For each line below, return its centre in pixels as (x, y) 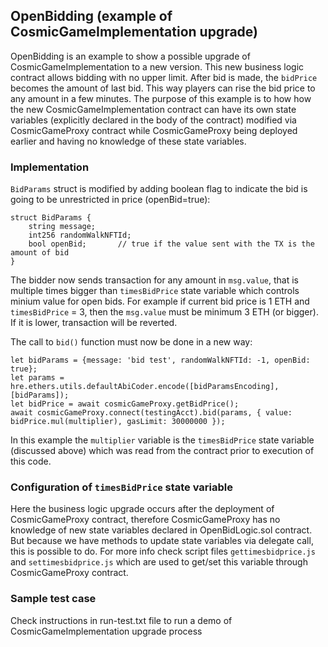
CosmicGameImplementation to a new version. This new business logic (157, 66)
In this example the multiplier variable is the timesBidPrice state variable (162, 440)
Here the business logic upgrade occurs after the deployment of (142, 509)
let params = (37, 378)
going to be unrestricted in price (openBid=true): (110, 200)
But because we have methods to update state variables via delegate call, (162, 541)
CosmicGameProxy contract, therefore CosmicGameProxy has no (145, 520)
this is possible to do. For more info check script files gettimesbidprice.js (163, 551)
